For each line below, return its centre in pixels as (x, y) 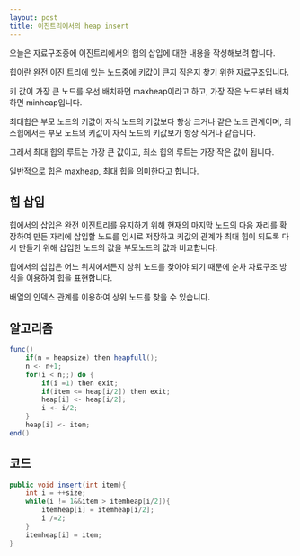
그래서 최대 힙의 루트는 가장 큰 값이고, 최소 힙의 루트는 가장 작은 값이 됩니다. (142, 152)
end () (19, 433)
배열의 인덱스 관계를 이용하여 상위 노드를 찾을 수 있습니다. (110, 297)
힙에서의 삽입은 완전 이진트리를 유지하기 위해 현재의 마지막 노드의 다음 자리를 (144, 225)
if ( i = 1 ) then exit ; (80, 383)
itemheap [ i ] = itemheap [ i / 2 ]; (98, 510)
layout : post (34, 18)
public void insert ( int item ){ (68, 485)
